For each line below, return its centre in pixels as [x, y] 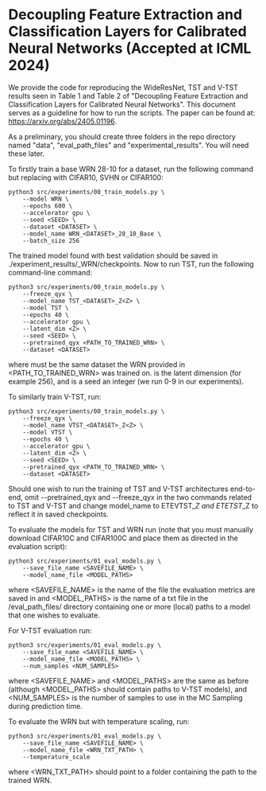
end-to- [243, 489]
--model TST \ [46, 308]
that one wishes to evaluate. [54, 615]
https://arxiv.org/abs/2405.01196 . [63, 121]
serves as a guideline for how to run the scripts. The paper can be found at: [132, 112]
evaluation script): [38, 546]
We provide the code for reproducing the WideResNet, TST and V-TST [123, 87]
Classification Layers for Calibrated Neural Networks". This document [122, 104]
